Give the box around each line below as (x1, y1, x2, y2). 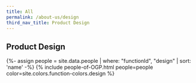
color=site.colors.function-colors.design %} (6, 70, 115, 77)
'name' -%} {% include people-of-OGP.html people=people (6, 63, 153, 71)
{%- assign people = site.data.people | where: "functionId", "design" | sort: (6, 58, 191, 65)
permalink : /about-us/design (6, 14, 79, 20)
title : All (6, 8, 34, 15)
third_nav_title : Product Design (6, 20, 90, 25)
